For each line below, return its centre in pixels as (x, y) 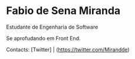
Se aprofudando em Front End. (43, 38)
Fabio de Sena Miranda (63, 11)
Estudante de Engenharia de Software (52, 27)
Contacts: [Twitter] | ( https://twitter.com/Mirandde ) (68, 49)
